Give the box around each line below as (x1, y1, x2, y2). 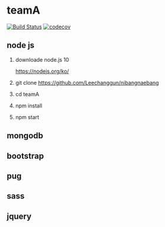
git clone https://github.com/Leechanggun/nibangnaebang (15, 79, 159, 86)
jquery (7, 211, 32, 221)
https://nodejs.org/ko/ (15, 68, 69, 75)
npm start (15, 113, 39, 120)
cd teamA (15, 90, 39, 98)
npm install (15, 102, 43, 109)
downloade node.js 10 (15, 56, 69, 63)
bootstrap (7, 151, 44, 161)
